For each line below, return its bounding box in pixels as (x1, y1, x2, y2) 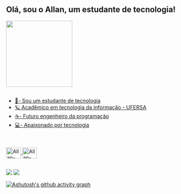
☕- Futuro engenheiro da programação (14, 113, 109, 120)
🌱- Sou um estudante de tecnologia (14, 97, 101, 105)
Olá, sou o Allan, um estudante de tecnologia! (6, 5, 176, 15)
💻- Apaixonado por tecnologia (14, 122, 89, 129)
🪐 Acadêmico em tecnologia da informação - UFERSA (14, 104, 147, 111)
